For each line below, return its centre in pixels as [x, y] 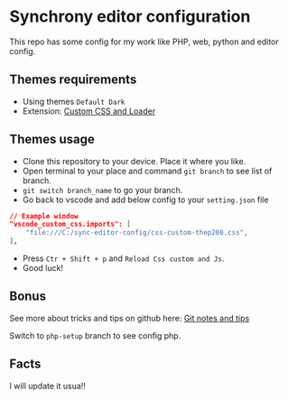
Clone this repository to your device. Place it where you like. [134, 161]
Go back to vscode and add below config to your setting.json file [145, 200]
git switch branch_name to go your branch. [102, 190]
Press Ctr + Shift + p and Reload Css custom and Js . [123, 258]
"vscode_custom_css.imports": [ [70, 224]
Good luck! [42, 268]
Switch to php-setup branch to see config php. [95, 335]
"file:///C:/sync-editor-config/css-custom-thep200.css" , [137, 233]
